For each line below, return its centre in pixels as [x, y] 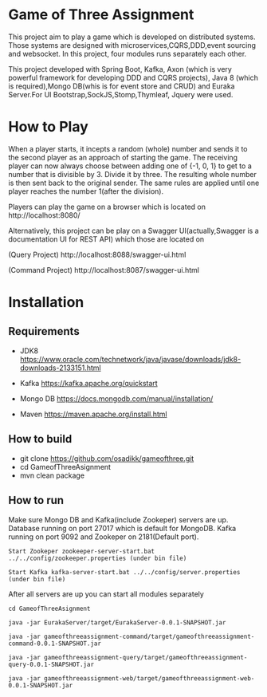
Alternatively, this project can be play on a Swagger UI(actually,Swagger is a [133, 230]
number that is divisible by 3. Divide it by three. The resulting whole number [132, 174]
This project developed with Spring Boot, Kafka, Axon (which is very [120, 69]
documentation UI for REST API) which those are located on [106, 239]
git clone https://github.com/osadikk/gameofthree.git [107, 458]
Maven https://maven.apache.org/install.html [93, 414]
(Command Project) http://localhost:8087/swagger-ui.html [104, 270]
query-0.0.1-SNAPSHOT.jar [51, 664]
